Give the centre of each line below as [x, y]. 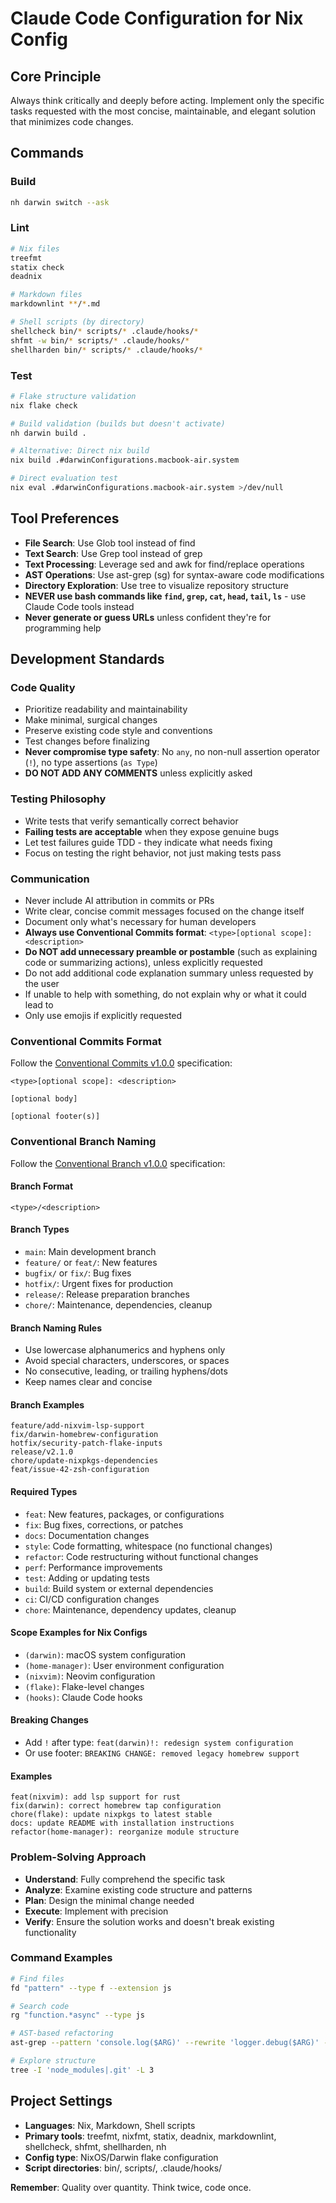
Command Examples [61, 1958]
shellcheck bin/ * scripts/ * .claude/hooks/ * [104, 331]
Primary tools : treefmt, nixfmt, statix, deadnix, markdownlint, [150, 2136]
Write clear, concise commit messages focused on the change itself [164, 911]
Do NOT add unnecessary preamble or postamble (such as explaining [171, 951]
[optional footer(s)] [55, 1117]
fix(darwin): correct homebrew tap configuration [116, 1806]
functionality [50, 1932]
